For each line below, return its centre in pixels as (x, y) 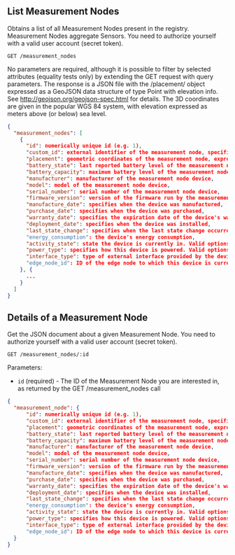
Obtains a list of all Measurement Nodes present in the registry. (98, 28)
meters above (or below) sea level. (57, 113)
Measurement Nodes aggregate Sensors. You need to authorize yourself (112, 36)
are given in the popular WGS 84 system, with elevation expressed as (107, 106)
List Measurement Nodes (63, 12)
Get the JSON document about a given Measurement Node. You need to (111, 335)
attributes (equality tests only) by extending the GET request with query (111, 76)
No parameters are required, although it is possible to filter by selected (109, 69)
